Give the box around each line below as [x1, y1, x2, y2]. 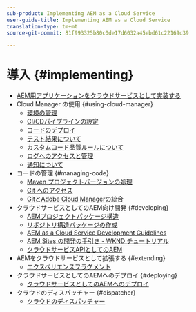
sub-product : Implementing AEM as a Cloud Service [6, 10, 155, 17]
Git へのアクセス [26, 186, 73, 195]
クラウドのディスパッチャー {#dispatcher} [16, 289, 136, 297]
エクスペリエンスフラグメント [26, 263, 111, 271]
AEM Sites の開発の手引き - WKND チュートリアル [26, 237, 170, 245]
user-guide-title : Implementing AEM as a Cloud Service [6, 17, 170, 23]
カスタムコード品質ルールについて [26, 143, 124, 152]
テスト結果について [26, 135, 82, 143]
